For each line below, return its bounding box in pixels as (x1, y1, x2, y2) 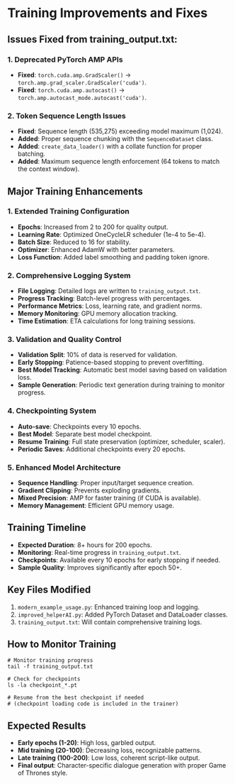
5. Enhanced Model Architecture (7, 463, 121, 473)
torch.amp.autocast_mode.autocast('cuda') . (17, 93, 147, 101)
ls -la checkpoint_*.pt (7, 682, 78, 689)
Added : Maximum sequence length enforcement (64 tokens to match (17, 158, 220, 166)
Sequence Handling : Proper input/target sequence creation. (17, 479, 195, 487)
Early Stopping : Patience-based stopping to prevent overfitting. (17, 358, 204, 367)
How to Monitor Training (7, 639, 117, 651)
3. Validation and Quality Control (7, 335, 122, 345)
